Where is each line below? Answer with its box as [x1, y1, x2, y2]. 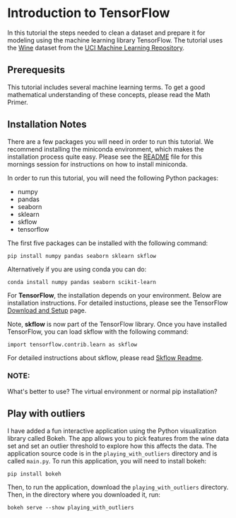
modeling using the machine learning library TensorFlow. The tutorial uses [7, 35, 223, 44]
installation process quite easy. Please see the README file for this [7, 152, 203, 161]
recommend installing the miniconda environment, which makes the [7, 145, 204, 153]
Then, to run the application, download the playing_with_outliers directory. [7, 483, 229, 491]
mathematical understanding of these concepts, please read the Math [7, 90, 211, 98]
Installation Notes [7, 118, 87, 130]
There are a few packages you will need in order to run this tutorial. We [7, 137, 214, 146]
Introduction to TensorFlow [7, 5, 170, 21]
